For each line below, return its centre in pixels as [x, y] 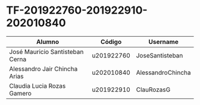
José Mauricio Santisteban [46, 52]
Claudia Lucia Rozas [37, 85]
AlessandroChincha [163, 72]
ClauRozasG [153, 90]
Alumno [48, 42]
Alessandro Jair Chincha [43, 69]
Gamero [20, 93]
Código [111, 42]
